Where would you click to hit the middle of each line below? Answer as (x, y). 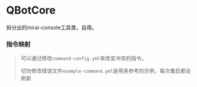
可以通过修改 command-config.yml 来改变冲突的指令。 (84, 58)
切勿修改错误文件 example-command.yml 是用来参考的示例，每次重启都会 (106, 71)
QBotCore (31, 10)
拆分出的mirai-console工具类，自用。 (52, 27)
